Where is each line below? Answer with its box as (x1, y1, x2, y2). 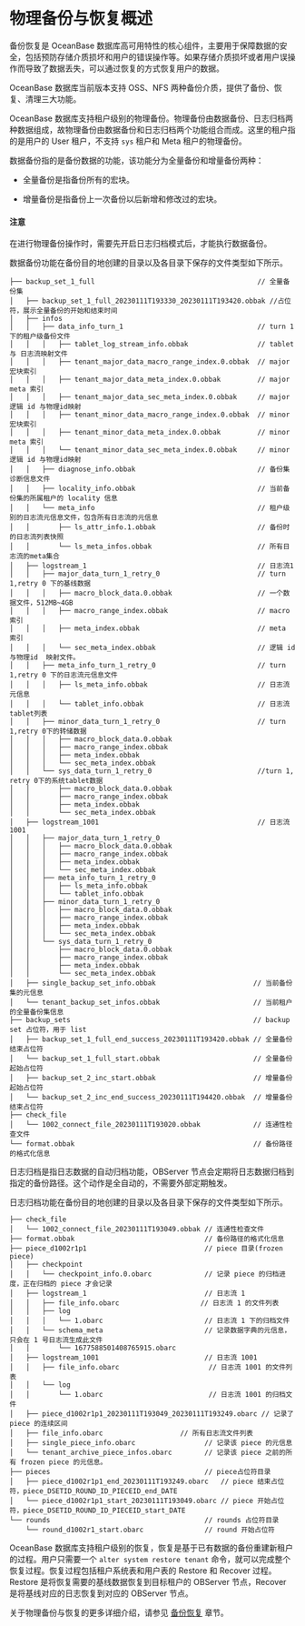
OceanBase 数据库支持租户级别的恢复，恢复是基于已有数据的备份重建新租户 (9, 1542, 293, 1553)
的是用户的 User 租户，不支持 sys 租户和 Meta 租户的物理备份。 (9, 135, 247, 146)
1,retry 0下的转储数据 (9, 727, 87, 737)
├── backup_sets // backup (9, 1016, 290, 1025)
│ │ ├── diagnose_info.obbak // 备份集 (9, 465, 290, 474)
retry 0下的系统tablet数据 (9, 777, 103, 786)
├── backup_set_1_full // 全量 (9, 277, 283, 286)
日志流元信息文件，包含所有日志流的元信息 (22, 513, 159, 523)
